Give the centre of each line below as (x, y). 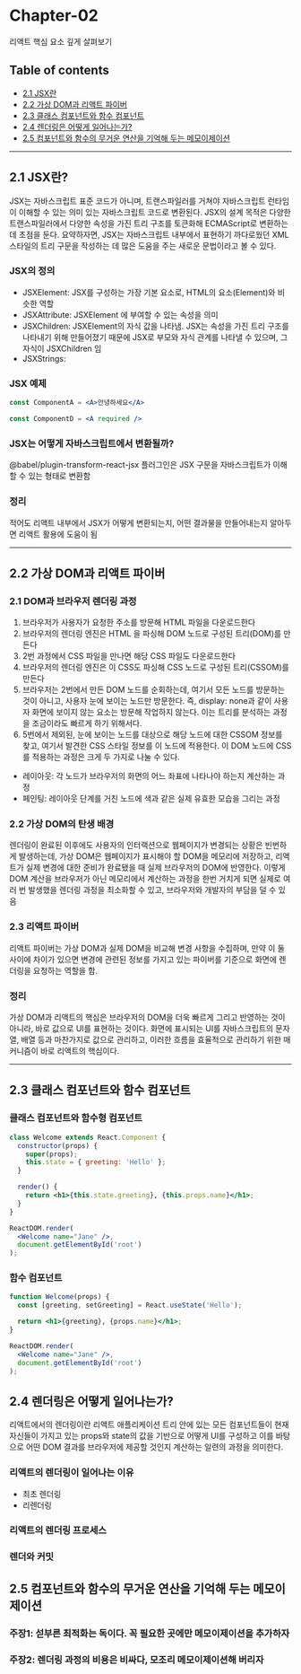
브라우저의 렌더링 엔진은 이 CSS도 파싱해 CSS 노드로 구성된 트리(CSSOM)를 (155, 667)
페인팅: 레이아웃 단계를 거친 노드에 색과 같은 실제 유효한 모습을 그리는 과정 (151, 799)
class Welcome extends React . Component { (88, 1137)
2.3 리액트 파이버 (44, 927)
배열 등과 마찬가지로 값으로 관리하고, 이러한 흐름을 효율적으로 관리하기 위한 (151, 1040)
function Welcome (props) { (60, 1297)
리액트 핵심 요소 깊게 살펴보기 (61, 41)
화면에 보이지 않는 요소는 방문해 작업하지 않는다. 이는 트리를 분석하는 (151, 712)
